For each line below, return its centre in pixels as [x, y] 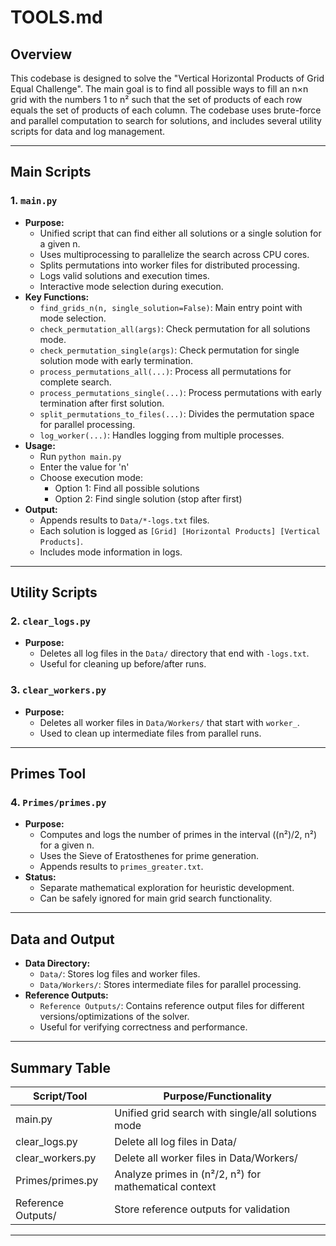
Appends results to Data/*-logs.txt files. [124, 520]
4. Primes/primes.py [58, 802]
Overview [41, 54]
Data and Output [62, 939]
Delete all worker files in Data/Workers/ [206, 1158]
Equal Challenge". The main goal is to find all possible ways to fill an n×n [159, 89]
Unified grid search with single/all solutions [215, 1113]
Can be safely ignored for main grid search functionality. [156, 898]
